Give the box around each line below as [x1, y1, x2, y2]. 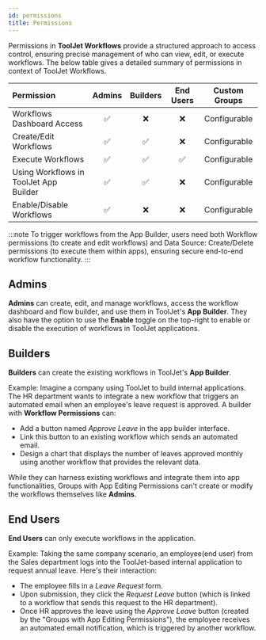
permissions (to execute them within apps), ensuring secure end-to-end [8, 246, 244, 256]
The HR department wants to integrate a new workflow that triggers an [8, 391, 239, 401]
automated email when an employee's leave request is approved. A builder [8, 400, 252, 410]
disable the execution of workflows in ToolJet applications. [8, 324, 200, 333]
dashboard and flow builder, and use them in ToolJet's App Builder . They [8, 307, 248, 317]
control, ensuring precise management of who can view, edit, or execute [8, 49, 245, 59]
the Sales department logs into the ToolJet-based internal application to [8, 557, 243, 566]
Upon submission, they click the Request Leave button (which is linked [19, 589, 251, 599]
